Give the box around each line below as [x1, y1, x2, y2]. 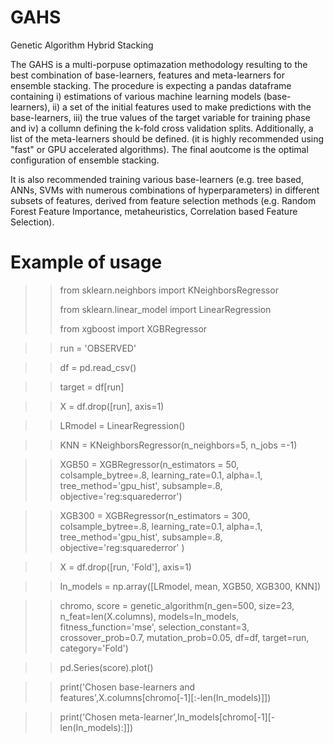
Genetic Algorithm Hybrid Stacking [10, 39, 154, 51]
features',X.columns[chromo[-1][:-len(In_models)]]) [59, 691, 272, 703]
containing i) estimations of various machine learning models [10, 90, 262, 102]
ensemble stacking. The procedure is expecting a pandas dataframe [10, 79, 292, 91]
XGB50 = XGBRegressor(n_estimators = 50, [59, 458, 240, 470]
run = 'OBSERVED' [59, 342, 137, 354]
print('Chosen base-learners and [59, 681, 196, 693]
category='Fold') [59, 642, 129, 654]
